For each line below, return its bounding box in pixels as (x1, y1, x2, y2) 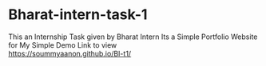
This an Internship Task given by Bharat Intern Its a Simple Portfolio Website (8, 32, 258, 41)
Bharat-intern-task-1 (8, 6, 148, 24)
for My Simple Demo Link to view (8, 40, 117, 49)
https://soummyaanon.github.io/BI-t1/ (8, 49, 132, 58)
